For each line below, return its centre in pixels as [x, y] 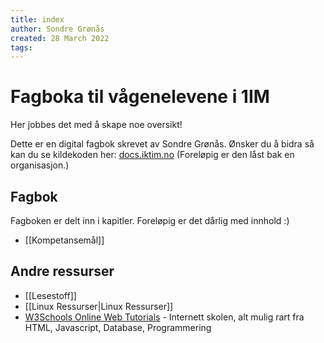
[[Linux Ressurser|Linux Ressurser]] [99, 306]
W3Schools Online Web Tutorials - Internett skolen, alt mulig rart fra [164, 317]
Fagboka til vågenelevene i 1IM [140, 97]
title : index [37, 19]
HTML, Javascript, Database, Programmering [118, 327]
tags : [21, 47]
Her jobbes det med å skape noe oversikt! [96, 125]
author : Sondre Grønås [57, 29]
